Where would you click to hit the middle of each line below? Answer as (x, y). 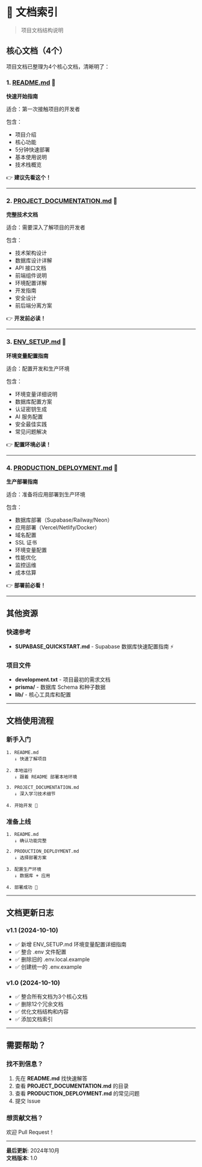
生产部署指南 (22, 481)
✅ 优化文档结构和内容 (42, 1011)
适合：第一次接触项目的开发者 (43, 109)
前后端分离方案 (33, 306)
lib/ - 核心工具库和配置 (43, 694)
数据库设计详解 (33, 261)
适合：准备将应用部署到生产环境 (46, 494)
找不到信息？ (25, 1064)
